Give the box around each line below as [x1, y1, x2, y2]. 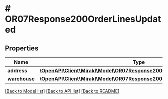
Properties [5, 44, 39, 52]
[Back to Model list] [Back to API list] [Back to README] [5, 88, 120, 94]
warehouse [7, 75, 35, 82]
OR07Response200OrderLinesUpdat [5, 13, 161, 25]
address [7, 67, 28, 74]
